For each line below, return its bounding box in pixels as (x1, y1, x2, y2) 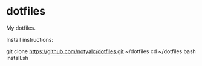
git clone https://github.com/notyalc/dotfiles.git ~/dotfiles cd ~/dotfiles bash (6, 47, 197, 55)
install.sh (6, 54, 29, 61)
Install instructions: (6, 36, 53, 43)
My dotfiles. (6, 24, 36, 31)
